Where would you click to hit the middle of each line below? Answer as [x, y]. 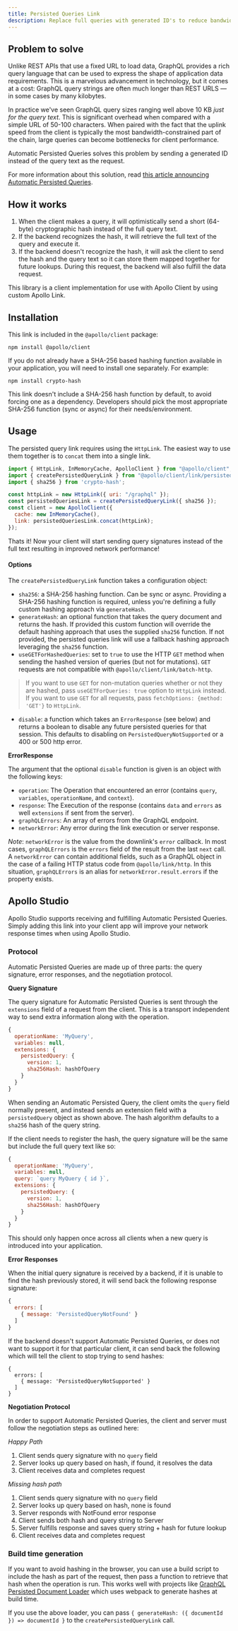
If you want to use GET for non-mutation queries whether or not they [124, 683]
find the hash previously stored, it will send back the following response [113, 1280]
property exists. [31, 879]
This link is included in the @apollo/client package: [83, 334]
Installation [33, 318]
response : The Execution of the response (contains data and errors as [120, 805]
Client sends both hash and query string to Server [91, 1520]
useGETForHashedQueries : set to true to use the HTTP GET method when [121, 654]
